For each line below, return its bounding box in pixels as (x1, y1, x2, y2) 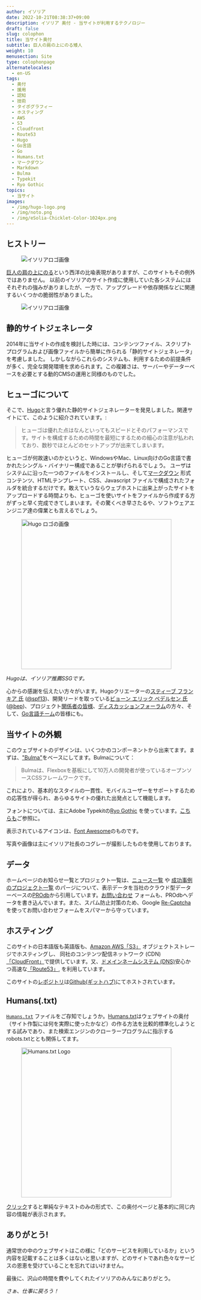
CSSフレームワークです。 (31, 774, 94, 782)
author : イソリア (6, 8, 46, 15)
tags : (6, 76, 20, 82)
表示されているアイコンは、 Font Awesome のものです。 (6, 827, 142, 834)
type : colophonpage (6, 59, 55, 65)
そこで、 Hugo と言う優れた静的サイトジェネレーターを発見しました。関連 (6, 406, 188, 414)
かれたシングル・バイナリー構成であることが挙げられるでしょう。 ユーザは (6, 462, 191, 469)
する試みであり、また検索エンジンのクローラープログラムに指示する (6, 1027, 174, 1035)
